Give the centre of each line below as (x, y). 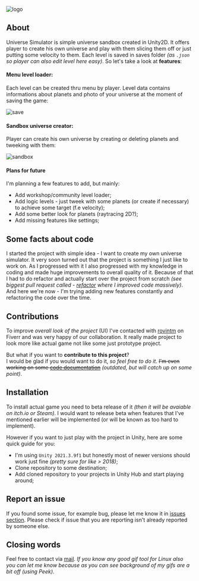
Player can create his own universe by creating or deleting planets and (92, 139)
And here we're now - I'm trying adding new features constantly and (90, 291)
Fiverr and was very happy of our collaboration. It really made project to (94, 337)
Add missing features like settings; (57, 221)
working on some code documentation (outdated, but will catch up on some (99, 368)
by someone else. (28, 526)
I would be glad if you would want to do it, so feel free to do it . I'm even (93, 361)
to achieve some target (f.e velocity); (60, 208)
